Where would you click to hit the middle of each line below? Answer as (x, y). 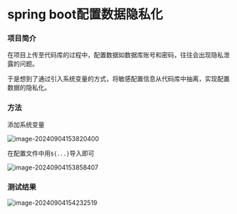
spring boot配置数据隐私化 (85, 14)
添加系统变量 (26, 124)
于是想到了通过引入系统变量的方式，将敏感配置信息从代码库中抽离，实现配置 (119, 79)
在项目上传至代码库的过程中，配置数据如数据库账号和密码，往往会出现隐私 (115, 55)
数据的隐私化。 (29, 88)
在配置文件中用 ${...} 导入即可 (51, 153)
